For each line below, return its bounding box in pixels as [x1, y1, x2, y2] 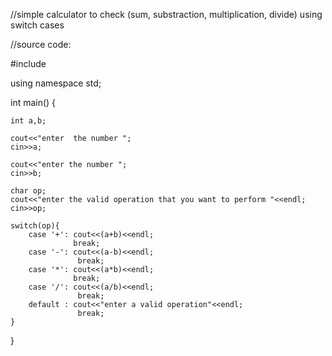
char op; [10, 186, 47, 196]
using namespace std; [10, 77, 102, 89]
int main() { [10, 97, 57, 108]
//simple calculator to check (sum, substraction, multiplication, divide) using [10, 9, 323, 20]
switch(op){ [10, 221, 60, 231]
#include [10, 58, 47, 69]
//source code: [10, 39, 72, 50]
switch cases [10, 19, 65, 31]
